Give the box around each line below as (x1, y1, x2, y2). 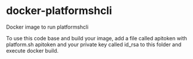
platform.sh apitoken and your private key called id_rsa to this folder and (6, 41, 182, 48)
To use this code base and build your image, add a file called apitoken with (6, 34, 187, 41)
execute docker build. (6, 47, 59, 54)
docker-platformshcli (6, 4, 112, 18)
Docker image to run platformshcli (6, 23, 89, 30)
